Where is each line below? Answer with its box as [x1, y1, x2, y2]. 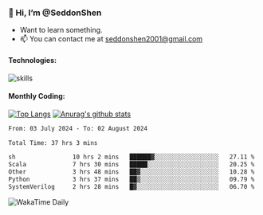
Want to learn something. [19, 25, 103, 35]
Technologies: [8, 55, 57, 64]
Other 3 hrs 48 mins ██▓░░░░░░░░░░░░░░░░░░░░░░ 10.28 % [8, 168, 255, 176]
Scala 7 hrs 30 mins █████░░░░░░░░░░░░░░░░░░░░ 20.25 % [8, 161, 255, 169]
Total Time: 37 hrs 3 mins [8, 139, 98, 147]
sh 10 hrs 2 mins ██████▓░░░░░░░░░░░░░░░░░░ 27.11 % [8, 153, 255, 162]
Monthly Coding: [8, 92, 65, 101]
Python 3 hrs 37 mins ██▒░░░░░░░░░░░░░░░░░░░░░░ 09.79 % [8, 175, 255, 184]
